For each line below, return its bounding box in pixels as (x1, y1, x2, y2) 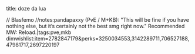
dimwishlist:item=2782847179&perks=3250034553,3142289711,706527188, (6, 35, 190, 42)
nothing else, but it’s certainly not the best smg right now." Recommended (6, 23, 185, 29)
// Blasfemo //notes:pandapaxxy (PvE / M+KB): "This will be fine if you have (6, 16, 190, 23)
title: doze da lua (6, 5, 46, 12)
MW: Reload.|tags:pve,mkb (6, 29, 72, 36)
